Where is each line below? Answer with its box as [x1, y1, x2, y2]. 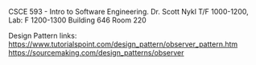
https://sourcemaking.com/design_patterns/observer [8, 48, 184, 57]
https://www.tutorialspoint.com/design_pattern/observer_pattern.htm [8, 39, 238, 49]
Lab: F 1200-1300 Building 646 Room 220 [8, 15, 147, 25]
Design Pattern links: [8, 31, 77, 40]
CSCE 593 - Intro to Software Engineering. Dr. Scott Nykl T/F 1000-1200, [8, 7, 249, 16]
